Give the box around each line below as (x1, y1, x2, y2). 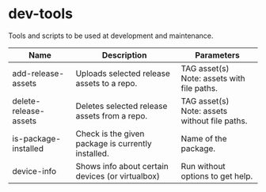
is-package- (12, 133, 62, 144)
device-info (12, 165, 57, 176)
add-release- (12, 68, 65, 79)
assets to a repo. (75, 77, 138, 88)
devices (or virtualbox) (75, 171, 160, 182)
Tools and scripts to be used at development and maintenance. (8, 31, 214, 40)
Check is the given (75, 128, 145, 139)
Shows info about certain (75, 160, 169, 171)
